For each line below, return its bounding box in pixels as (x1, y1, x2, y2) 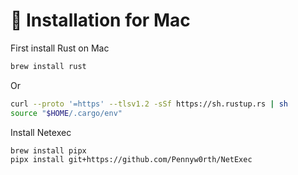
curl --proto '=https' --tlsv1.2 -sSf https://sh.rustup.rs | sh (10, 99, 288, 109)
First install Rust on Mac (10, 42, 110, 54)
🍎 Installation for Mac (10, 9, 191, 32)
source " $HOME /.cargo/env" (10, 108, 123, 118)
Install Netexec (10, 126, 72, 138)
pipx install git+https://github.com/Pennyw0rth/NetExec (10, 155, 253, 165)
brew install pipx (10, 145, 87, 156)
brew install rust (10, 61, 87, 71)
